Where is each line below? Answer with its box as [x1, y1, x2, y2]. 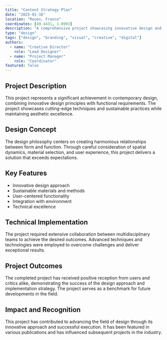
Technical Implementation [5, 218, 88, 226]
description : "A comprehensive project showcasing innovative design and [5, 26, 162, 31]
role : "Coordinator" [14, 58, 57, 63]
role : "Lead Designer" [14, 49, 61, 54]
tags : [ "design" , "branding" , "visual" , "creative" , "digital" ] [5, 35, 142, 40]
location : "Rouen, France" [5, 16, 61, 21]
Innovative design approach [12, 182, 70, 188]
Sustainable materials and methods [12, 187, 85, 193]
